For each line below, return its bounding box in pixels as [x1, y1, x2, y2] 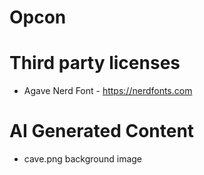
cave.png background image [23, 153, 143, 165]
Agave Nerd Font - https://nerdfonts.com [23, 85, 193, 97]
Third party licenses [9, 52, 181, 75]
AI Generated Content [9, 120, 195, 143]
